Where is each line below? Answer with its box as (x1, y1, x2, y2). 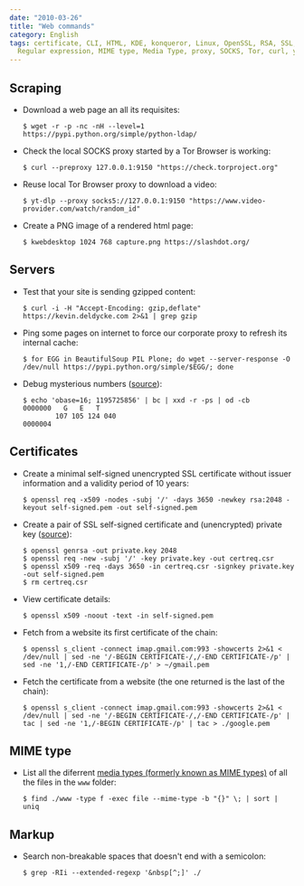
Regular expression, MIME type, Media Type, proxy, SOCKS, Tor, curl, (17, 47, 290, 56)
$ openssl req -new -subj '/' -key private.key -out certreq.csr (22, 553, 274, 563)
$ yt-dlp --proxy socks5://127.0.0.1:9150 (22, 196, 185, 205)
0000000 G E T (22, 403, 100, 412)
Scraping (9, 80, 62, 96)
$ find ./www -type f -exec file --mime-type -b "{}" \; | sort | (22, 795, 279, 804)
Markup (9, 826, 55, 842)
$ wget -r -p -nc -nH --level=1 (22, 121, 145, 131)
